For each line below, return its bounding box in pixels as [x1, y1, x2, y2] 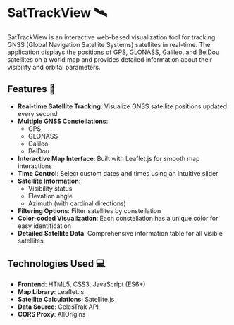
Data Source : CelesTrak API [17, 302, 99, 311]
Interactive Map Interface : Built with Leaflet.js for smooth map [17, 154, 200, 162]
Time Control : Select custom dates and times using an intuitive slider [17, 169, 218, 177]
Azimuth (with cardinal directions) [27, 199, 127, 208]
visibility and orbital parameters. [7, 63, 101, 71]
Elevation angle [27, 191, 73, 200]
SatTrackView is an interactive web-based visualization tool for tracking [7, 32, 216, 42]
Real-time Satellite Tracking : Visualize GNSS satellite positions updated [17, 102, 228, 110]
